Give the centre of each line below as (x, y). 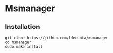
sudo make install (24, 47)
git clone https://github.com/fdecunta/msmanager (57, 38)
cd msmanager (18, 42)
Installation (23, 27)
